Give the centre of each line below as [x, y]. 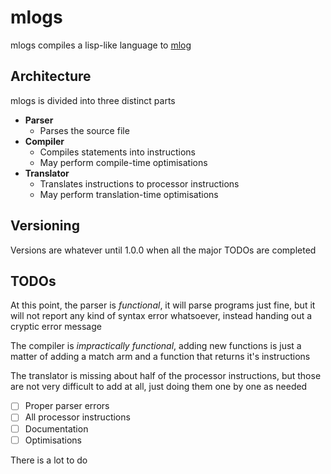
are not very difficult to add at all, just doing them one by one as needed [159, 387]
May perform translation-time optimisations [129, 194]
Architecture [51, 76]
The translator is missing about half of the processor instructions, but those [166, 376]
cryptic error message [56, 327]
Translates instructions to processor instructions [139, 183]
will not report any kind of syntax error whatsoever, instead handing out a [161, 316]
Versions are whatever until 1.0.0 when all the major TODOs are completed [163, 250]
